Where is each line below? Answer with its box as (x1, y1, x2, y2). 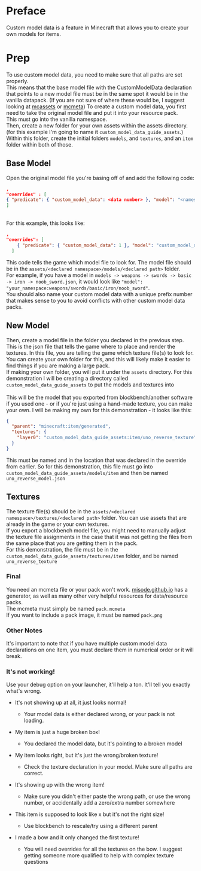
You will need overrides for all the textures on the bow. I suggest (23, 845, 182, 853)
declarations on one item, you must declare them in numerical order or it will (6, 646, 194, 653)
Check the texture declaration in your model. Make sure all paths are (23, 763, 193, 770)
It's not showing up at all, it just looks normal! (14, 699, 127, 706)
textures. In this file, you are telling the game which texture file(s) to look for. (6, 349, 194, 357)
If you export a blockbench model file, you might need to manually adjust (6, 526, 186, 534)
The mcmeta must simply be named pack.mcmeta (6, 605, 126, 612)
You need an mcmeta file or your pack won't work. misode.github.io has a (6, 586, 188, 593)
